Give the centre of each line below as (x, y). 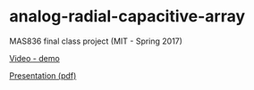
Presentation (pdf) (43, 75)
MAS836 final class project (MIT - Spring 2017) (96, 41)
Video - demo (34, 58)
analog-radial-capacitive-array (127, 16)
